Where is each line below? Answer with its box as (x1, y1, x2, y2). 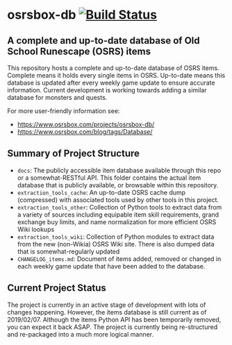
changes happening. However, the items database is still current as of (7, 308, 207, 316)
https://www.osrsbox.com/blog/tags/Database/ (17, 128, 153, 135)
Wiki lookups (17, 225, 55, 233)
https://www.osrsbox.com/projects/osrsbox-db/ (17, 120, 155, 128)
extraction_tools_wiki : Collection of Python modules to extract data (17, 233, 215, 241)
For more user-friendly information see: (7, 107, 120, 115)
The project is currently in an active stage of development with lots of (7, 301, 206, 309)
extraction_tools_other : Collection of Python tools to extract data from (17, 203, 222, 211)
